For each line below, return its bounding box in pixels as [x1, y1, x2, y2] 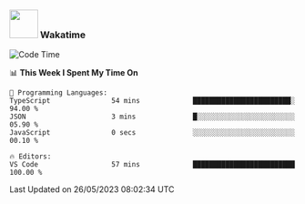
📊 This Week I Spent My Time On [9, 67, 138, 78]
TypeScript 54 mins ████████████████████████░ [9, 97, 296, 106]
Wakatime [39, 28, 86, 41]
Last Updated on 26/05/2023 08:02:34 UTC [9, 184, 175, 195]
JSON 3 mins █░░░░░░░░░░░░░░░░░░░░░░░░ [9, 112, 296, 122]
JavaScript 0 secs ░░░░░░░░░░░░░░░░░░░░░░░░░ [9, 128, 296, 138]
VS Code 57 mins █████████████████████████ [9, 160, 296, 169]
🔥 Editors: [9, 152, 52, 161]
